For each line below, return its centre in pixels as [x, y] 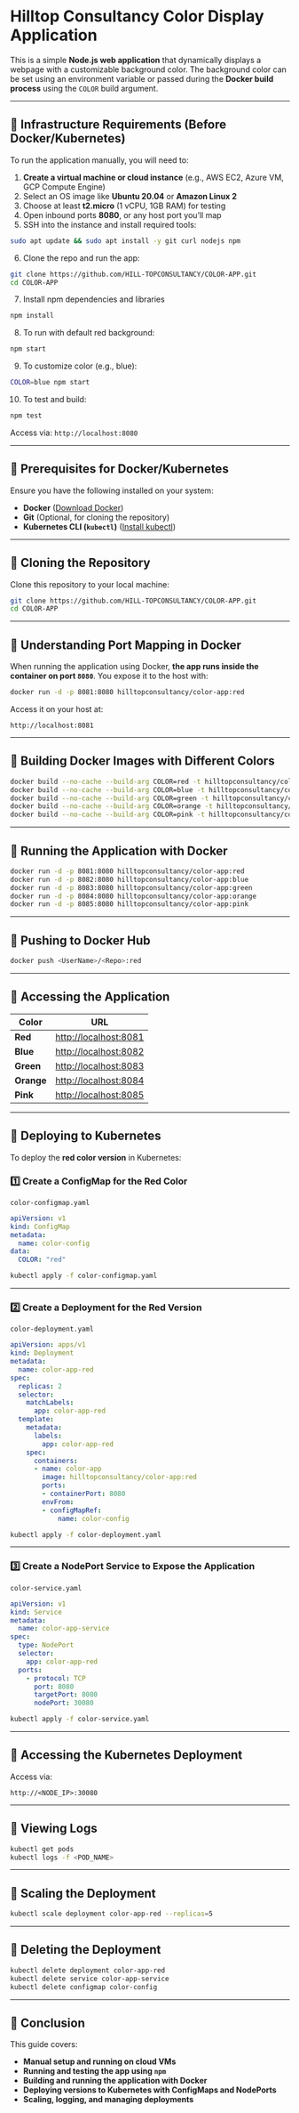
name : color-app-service [64, 1629]
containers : [55, 1461]
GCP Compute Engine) [64, 186]
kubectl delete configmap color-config [84, 1987]
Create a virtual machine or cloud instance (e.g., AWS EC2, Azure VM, [153, 177]
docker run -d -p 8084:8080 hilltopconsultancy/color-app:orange [133, 896]
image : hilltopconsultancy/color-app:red [120, 1477]
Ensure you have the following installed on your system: [112, 490]
